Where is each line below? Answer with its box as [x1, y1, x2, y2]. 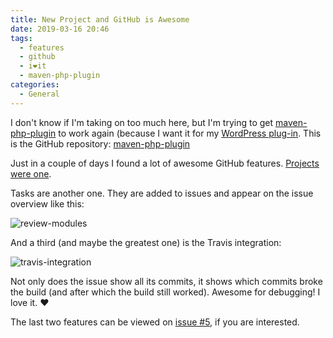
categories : [10, 80, 60, 90]
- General [19, 89, 60, 99]
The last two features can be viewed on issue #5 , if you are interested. [10, 316, 300, 328]
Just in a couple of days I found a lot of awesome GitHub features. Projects [10, 157, 320, 169]
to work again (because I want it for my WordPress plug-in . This [58, 127, 322, 139]
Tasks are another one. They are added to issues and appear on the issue [10, 187, 314, 199]
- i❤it [19, 61, 47, 71]
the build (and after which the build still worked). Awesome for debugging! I [10, 286, 321, 298]
